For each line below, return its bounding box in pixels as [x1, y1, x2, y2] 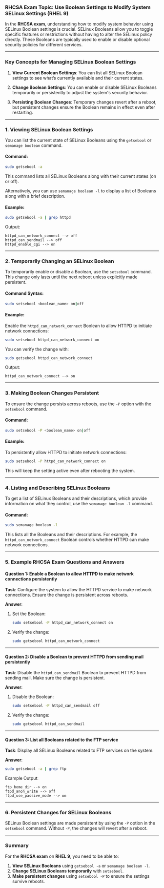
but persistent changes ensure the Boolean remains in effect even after [12, 104, 155, 110]
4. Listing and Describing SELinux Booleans [5, 484, 110, 491]
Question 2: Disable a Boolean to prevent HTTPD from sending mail [5, 654, 144, 660]
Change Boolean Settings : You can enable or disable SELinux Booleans [12, 84, 157, 90]
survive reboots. [12, 878, 45, 884]
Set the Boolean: [12, 611, 46, 617]
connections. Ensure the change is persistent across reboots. [5, 592, 128, 598]
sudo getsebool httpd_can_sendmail [12, 722, 85, 726]
